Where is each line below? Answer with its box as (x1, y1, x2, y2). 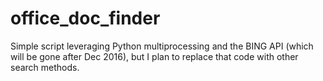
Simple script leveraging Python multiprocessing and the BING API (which (10, 40, 314, 52)
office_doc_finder (10, 7, 161, 30)
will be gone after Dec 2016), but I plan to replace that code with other (10, 50, 299, 62)
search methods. (10, 61, 80, 73)
